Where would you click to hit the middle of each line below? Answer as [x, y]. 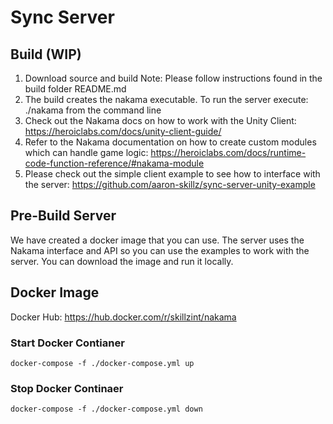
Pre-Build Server [63, 216]
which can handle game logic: [86, 152]
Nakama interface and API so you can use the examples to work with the [160, 250]
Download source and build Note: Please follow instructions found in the [173, 78]
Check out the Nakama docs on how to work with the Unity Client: [160, 120]
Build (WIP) [46, 54]
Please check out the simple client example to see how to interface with [172, 174]
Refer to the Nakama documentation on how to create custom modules [170, 142]
